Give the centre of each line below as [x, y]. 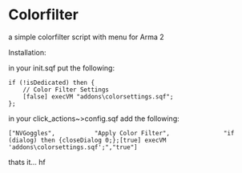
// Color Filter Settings [66, 90]
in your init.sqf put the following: [61, 68]
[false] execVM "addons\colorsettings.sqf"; [98, 97]
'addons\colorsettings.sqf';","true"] [73, 147]
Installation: [27, 52]
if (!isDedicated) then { [51, 82]
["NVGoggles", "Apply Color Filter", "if [121, 133]
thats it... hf [27, 162]
